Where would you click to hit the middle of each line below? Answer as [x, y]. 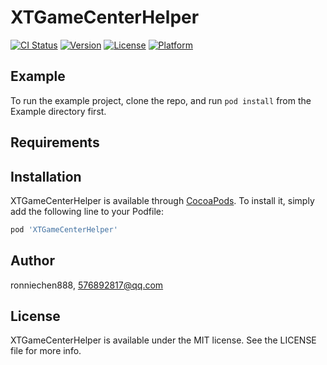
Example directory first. [58, 111]
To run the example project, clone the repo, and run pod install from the [161, 100]
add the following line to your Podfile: [87, 211]
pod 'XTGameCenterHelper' [64, 229]
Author [32, 261]
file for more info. [46, 351]
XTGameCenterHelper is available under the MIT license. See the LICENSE [163, 340]
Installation [46, 176]
